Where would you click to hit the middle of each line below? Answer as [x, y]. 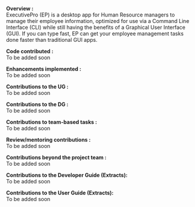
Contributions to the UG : [38, 87]
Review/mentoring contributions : [48, 140]
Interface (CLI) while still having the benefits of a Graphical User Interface [96, 27]
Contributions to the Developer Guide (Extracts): [67, 175]
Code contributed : [30, 51]
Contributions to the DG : [38, 104]
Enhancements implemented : [44, 69]
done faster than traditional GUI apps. [52, 40]
